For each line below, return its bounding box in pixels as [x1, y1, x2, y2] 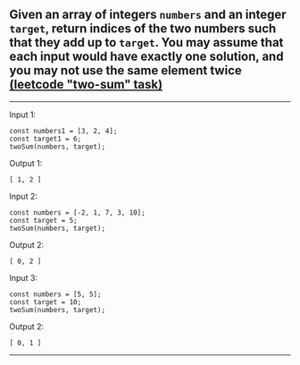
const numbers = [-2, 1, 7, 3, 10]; [9, 208, 146, 217]
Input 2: [9, 191, 37, 201]
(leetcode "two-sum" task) [9, 77, 163, 92]
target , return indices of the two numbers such [9, 21, 277, 37]
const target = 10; [9, 297, 82, 307]
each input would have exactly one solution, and [9, 49, 284, 64]
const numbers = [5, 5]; [9, 290, 102, 299]
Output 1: [9, 157, 43, 168]
